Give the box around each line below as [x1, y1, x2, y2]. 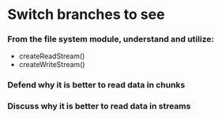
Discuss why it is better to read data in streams [7, 101, 191, 112]
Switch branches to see [7, 6, 165, 24]
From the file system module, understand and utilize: [7, 34, 215, 45]
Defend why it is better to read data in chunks [7, 80, 186, 91]
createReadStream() [18, 51, 85, 61]
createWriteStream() [18, 60, 85, 69]
